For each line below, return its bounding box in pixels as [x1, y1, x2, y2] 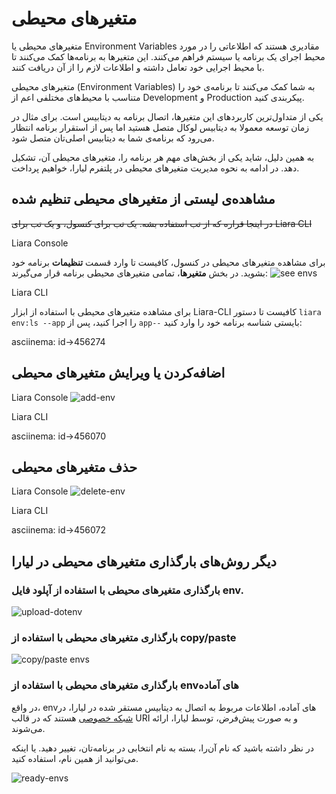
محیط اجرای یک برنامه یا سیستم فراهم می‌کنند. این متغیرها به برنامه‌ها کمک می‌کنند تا [11, 50, 326, 62]
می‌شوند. [11, 722, 46, 734]
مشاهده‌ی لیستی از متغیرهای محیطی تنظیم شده [11, 191, 276, 208]
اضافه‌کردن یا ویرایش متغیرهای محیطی [11, 365, 226, 382]
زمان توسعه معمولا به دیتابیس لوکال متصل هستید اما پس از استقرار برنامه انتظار [11, 121, 310, 133]
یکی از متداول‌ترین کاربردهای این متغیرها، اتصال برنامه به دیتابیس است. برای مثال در [11, 110, 324, 122]
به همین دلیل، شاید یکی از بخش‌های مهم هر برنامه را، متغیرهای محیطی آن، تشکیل [11, 151, 315, 163]
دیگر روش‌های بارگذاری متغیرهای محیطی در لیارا [11, 553, 277, 570]
